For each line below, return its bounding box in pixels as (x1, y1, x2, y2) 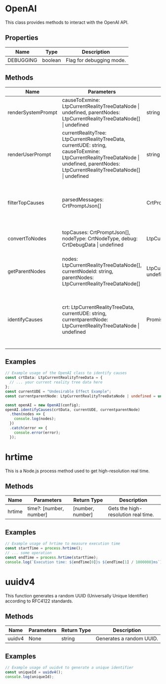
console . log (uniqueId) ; (5, 674, 54, 679)
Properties (5, 34, 39, 42)
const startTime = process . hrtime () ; (5, 546, 83, 551)
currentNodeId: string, (62, 268, 114, 274)
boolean (41, 56, 61, 63)
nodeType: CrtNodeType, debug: (62, 235, 138, 242)
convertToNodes (7, 235, 46, 242)
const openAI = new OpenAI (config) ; (5, 403, 81, 408)
